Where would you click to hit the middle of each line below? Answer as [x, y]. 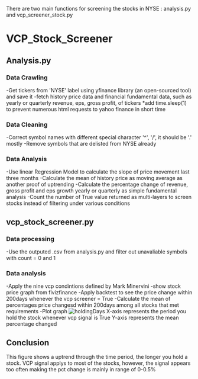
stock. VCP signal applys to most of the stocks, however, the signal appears [98, 363]
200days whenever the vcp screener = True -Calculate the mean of [88, 299]
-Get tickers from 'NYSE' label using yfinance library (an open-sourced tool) [99, 90]
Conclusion [28, 343]
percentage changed [32, 324]
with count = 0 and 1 [31, 258]
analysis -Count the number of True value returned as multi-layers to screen [99, 197]
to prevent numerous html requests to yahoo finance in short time [86, 109]
